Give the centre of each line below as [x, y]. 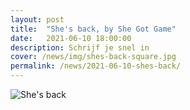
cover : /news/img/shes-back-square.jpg [93, 57]
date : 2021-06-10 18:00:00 [71, 38]
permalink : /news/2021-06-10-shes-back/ [96, 66]
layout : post [37, 19]
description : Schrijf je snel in [80, 47]
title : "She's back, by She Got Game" [93, 29]
